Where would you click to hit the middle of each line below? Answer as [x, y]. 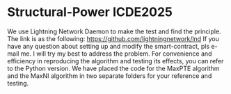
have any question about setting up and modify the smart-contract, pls [109, 46]
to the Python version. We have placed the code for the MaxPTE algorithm [113, 68]
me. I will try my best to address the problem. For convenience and [116, 54]
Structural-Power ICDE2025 [90, 12]
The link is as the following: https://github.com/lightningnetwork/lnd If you [113, 38]
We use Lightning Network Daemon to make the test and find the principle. [114, 31]
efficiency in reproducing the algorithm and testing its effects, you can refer [115, 61]
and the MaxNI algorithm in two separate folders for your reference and [110, 76]
